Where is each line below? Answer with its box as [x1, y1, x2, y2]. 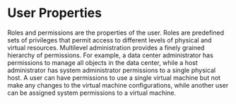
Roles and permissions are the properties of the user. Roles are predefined [7, 28, 225, 37]
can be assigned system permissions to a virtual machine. [7, 88, 177, 97]
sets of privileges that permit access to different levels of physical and [7, 35, 212, 44]
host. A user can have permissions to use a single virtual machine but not [7, 73, 221, 82]
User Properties [7, 5, 102, 21]
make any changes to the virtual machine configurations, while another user [7, 81, 229, 89]
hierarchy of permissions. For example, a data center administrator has [7, 51, 213, 59]
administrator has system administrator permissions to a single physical [7, 66, 216, 74]
